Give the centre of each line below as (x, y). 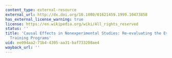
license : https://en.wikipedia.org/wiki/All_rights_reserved (72, 24)
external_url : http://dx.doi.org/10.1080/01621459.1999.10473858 (76, 15)
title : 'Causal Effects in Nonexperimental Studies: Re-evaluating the (83, 33)
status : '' (17, 29)
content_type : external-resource (41, 10)
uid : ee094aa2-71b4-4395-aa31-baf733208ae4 (52, 43)
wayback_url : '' (23, 47)
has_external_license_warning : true (44, 19)
